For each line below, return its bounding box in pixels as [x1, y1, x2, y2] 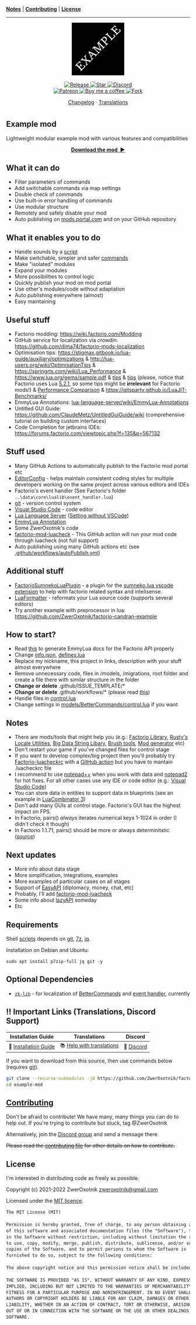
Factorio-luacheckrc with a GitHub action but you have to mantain [14, 758, 173, 765]
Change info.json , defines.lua [14, 651, 86, 658]
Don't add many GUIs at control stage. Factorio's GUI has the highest [14, 802, 181, 809]
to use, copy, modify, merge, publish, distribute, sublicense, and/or [6, 1240, 184, 1246]
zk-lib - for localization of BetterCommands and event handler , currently [14, 990, 190, 997]
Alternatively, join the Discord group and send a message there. [6, 1131, 159, 1138]
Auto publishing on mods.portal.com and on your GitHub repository [14, 216, 177, 223]
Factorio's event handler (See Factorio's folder [14, 487, 127, 494]
